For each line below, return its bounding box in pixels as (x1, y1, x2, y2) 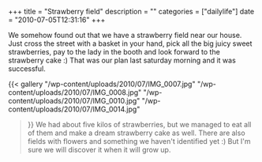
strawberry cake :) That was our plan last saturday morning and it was (8, 55, 237, 65)
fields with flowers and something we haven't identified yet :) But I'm (27, 137, 251, 145)
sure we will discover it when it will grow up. (27, 145, 171, 154)
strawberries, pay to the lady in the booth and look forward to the (8, 47, 221, 56)
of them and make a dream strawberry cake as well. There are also (27, 128, 246, 138)
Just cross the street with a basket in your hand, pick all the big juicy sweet (8, 39, 253, 48)
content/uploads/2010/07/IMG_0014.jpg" (8, 104, 140, 114)
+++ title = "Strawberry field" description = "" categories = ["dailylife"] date (8, 7, 255, 16)
